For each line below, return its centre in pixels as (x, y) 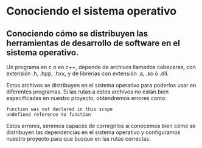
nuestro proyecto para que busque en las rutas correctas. (78, 139)
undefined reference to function (49, 115)
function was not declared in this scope (60, 109)
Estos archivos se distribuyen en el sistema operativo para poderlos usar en (101, 85)
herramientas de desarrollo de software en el (93, 43)
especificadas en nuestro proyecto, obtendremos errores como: (87, 98)
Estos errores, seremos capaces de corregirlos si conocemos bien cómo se (101, 126)
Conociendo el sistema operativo (92, 11)
